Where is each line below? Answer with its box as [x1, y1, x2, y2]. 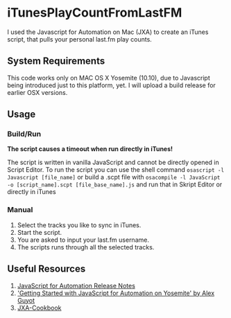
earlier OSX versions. [7, 88, 68, 96]
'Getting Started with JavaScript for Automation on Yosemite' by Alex [17, 289, 215, 297]
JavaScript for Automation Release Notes [17, 281, 135, 290]
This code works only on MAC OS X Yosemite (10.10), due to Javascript [7, 73, 210, 82]
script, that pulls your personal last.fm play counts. [7, 35, 153, 43]
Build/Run [7, 130, 42, 139]
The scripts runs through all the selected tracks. [17, 242, 155, 251]
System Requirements [7, 55, 105, 67]
